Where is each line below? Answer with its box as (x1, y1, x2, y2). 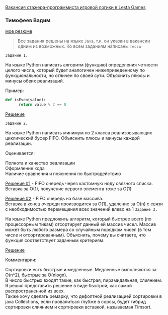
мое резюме (5, 28, 33, 34)
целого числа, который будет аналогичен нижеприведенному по (5, 67, 145, 73)
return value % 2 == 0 (18, 102, 66, 107)
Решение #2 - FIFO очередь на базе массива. (5, 196, 104, 202)
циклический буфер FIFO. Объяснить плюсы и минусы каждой (5, 135, 140, 141)
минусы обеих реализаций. (5, 78, 64, 84)
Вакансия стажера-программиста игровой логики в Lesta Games (5, 5, 146, 10)
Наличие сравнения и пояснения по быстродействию (5, 171, 121, 177)
